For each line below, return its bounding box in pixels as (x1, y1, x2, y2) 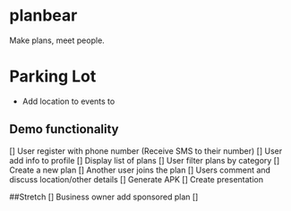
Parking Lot (9, 66, 97, 87)
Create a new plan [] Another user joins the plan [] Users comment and (9, 165, 271, 175)
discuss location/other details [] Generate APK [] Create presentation (9, 173, 264, 184)
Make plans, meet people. (9, 35, 105, 46)
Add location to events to (21, 96, 116, 106)
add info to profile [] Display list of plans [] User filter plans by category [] (9, 155, 280, 165)
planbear (9, 5, 78, 26)
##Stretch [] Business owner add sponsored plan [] (9, 191, 199, 202)
